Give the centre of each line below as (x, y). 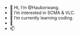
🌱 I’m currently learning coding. (41, 18)
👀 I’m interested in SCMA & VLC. (42, 13)
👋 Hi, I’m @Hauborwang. (35, 8)
